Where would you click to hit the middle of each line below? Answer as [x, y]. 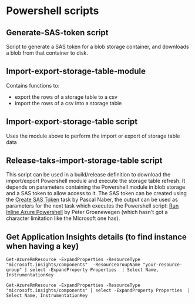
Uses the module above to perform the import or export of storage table [93, 136]
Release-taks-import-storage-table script [84, 161]
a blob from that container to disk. [47, 53]
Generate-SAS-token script [57, 33]
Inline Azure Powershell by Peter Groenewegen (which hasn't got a [87, 212]
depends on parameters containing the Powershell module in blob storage [96, 187]
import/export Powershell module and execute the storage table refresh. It [96, 181]
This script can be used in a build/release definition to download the [88, 175]
